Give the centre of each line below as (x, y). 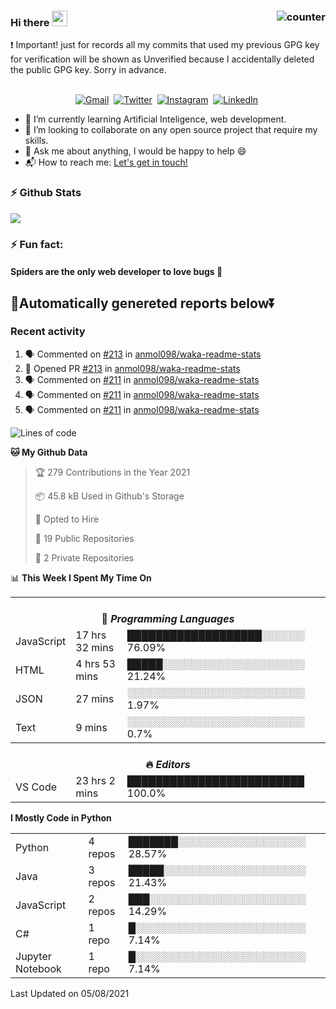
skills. (36, 141)
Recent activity (48, 332)
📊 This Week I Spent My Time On (81, 577)
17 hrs (91, 635)
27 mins (95, 698)
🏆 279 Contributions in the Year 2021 (112, 472)
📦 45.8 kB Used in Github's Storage (109, 496)
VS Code (36, 787)
